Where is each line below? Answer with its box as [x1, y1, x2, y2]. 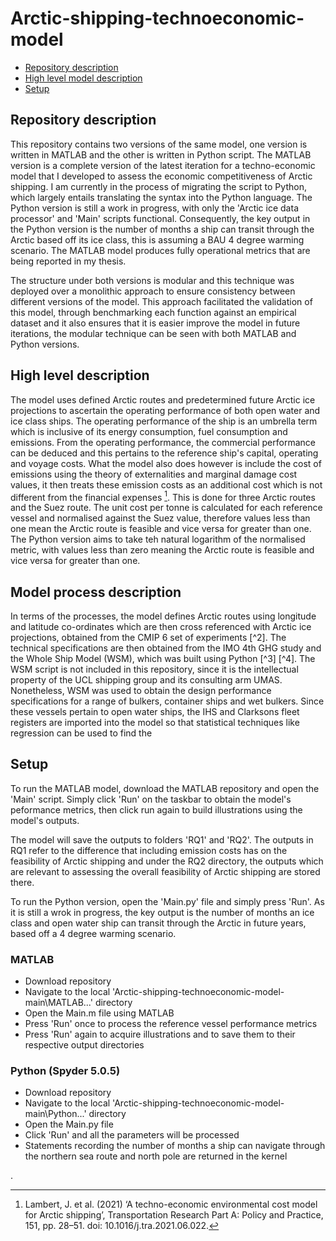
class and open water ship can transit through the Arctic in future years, [10, 917, 307, 929]
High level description [10, 367, 150, 384]
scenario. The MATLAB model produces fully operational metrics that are [10, 244, 311, 256]
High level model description [24, 72, 143, 84]
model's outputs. [10, 814, 80, 826]
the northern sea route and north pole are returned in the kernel [24, 1150, 288, 1162]
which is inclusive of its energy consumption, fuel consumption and [10, 425, 288, 437]
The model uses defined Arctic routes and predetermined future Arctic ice [10, 393, 316, 406]
